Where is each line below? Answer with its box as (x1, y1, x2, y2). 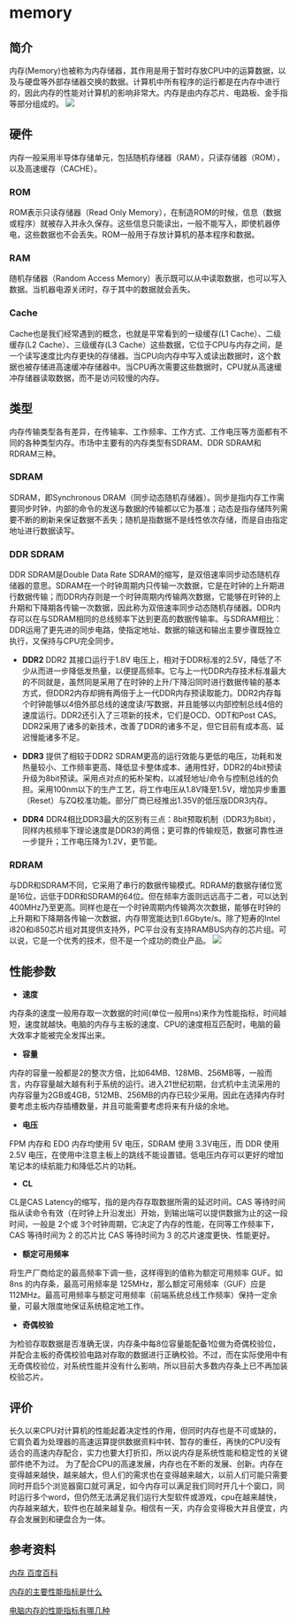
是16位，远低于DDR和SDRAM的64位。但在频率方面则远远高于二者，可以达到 (9, 891, 288, 902)
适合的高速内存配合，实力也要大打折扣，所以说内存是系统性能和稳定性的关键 (9, 1448, 288, 1458)
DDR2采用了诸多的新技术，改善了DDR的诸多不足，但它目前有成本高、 (21, 721, 277, 732)
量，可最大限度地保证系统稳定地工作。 (9, 1301, 148, 1311)
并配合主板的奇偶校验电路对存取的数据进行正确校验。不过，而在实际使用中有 (9, 1349, 288, 1360)
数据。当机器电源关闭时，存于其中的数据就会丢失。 (9, 284, 195, 295)
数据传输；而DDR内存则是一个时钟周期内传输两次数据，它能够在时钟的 (16, 592, 274, 602)
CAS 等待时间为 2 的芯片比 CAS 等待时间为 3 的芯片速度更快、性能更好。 (9, 1230, 275, 1240)
